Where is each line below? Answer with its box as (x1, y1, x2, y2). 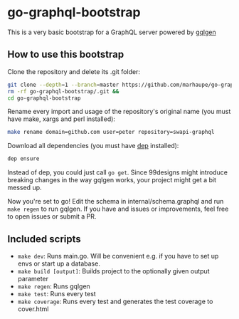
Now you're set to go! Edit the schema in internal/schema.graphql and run (7, 197, 224, 206)
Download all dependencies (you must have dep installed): (7, 142, 179, 150)
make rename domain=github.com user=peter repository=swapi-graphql (7, 129, 215, 136)
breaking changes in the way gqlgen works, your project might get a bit (7, 176, 217, 184)
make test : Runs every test (17, 289, 96, 298)
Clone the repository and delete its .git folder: (7, 67, 141, 75)
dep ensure (7, 155, 40, 162)
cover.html (17, 304, 49, 313)
